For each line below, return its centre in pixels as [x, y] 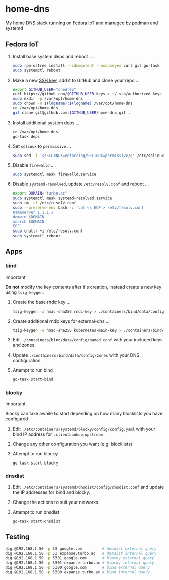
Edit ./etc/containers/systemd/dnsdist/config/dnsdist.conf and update [88, 487]
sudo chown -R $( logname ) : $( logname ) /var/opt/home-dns [72, 104]
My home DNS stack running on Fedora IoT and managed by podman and [82, 23]
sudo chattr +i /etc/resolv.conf [48, 231]
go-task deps [26, 137]
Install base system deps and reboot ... [53, 56]
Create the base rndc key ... [41, 302]
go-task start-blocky [35, 463]
